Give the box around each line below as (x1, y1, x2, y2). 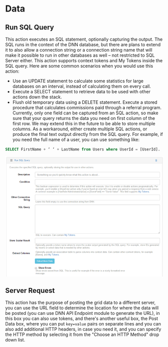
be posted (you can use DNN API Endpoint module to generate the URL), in (5, 310, 160, 316)
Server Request (5, 286, 55, 295)
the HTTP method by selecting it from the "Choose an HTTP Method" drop (5, 331, 159, 337)
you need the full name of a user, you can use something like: (12, 136, 140, 142)
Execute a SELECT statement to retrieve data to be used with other (12, 89, 150, 94)
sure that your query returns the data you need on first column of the (12, 115, 155, 121)
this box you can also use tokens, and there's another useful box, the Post (5, 315, 158, 321)
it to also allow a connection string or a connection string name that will (5, 47, 152, 53)
